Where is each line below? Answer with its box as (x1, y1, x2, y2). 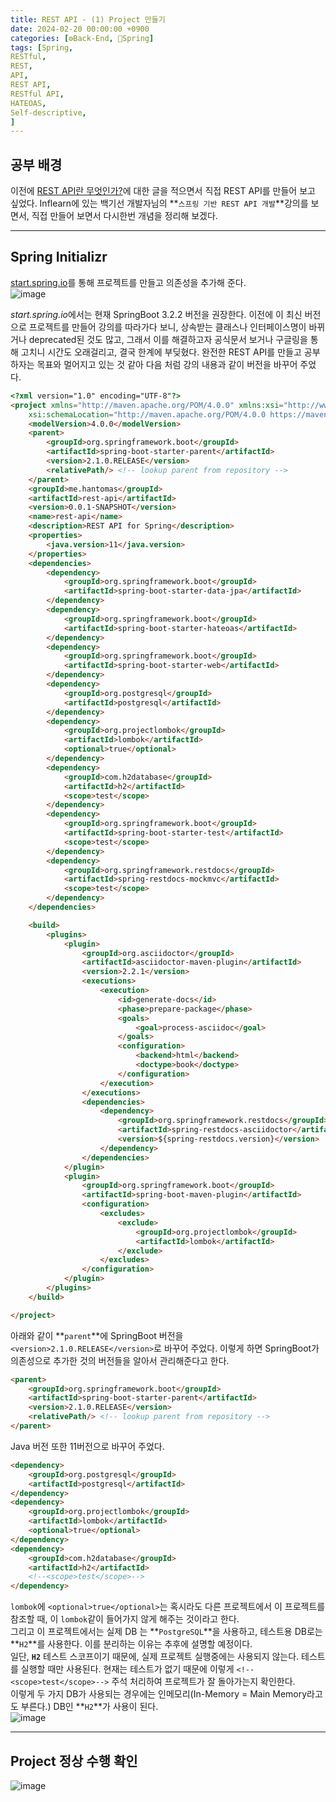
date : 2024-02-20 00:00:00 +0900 (10, 24, 150, 34)
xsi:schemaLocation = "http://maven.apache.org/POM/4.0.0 (28, 409, 267, 420)
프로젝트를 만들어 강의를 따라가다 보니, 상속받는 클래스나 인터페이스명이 (28, 321, 307, 333)
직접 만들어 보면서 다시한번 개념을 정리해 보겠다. (31, 210, 218, 222)
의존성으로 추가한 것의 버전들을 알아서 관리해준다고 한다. (10, 1354, 230, 1366)
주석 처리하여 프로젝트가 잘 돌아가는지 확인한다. (111, 1676, 296, 1688)
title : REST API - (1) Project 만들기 (10, 14, 166, 25)
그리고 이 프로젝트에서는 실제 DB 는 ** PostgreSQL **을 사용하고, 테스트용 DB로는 (10, 1626, 323, 1638)
